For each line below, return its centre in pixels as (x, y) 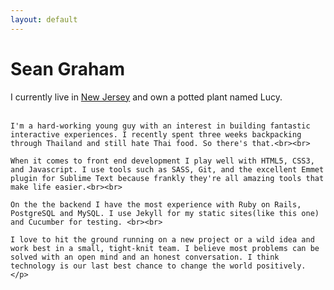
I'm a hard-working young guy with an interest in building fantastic (160, 126)
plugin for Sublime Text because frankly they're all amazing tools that (167, 178)
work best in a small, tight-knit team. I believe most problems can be (165, 248)
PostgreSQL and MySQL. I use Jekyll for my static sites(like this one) (165, 213)
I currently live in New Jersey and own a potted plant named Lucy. (146, 97)
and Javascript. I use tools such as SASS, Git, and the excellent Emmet (167, 169)
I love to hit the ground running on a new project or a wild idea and (162, 239)
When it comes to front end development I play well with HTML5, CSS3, (162, 161)
